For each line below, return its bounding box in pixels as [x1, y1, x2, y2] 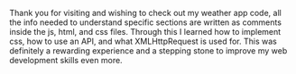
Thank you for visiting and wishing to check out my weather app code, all [9, 8, 282, 18]
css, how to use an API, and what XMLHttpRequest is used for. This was [9, 36, 277, 46]
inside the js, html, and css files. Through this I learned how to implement [9, 27, 282, 37]
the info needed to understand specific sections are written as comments [9, 17, 282, 28]
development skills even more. [9, 55, 124, 65]
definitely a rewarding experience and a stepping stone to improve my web [9, 45, 288, 56]
